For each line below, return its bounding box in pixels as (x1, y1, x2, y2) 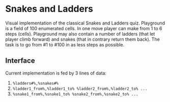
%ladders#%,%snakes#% (12, 81, 59, 86)
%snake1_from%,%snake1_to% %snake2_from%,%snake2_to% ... (12, 91, 138, 97)
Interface (5, 57, 35, 65)
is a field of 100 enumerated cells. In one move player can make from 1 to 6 (5, 25, 162, 31)
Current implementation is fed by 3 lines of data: (5, 70, 107, 76)
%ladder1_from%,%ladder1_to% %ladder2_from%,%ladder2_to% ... (12, 86, 148, 91)
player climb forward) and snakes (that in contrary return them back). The (5, 36, 160, 42)
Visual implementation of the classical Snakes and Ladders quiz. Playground (5, 20, 165, 26)
